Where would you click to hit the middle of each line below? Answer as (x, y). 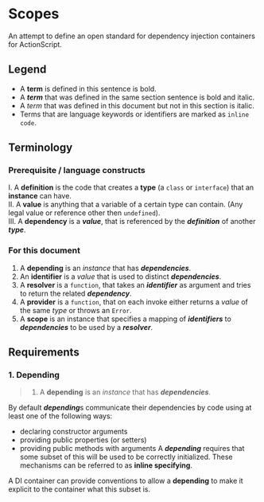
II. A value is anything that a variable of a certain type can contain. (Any (126, 205)
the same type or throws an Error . (76, 310)
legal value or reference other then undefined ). (84, 213)
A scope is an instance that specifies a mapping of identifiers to (126, 319)
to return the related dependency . (76, 293)
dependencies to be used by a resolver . (86, 327)
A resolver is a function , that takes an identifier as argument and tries (135, 284)
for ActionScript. (35, 44)
